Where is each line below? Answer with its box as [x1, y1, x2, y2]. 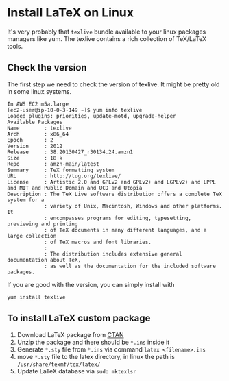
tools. [7, 42, 23, 50]
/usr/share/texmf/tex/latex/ [16, 361, 101, 368]
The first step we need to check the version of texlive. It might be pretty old [7, 80, 220, 88]
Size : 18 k [7, 154, 63, 162]
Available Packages [7, 119, 63, 125]
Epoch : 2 [7, 136, 53, 143]
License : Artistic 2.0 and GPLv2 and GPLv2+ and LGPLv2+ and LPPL [7, 178, 216, 186]
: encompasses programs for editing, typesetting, [43, 214, 192, 221]
